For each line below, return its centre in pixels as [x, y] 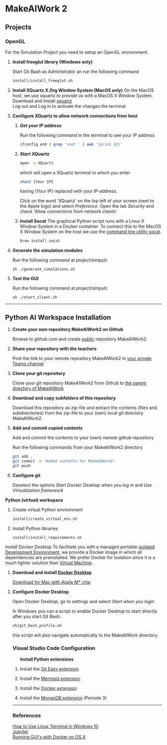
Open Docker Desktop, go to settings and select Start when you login [83, 602]
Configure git [26, 475]
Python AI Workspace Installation [58, 317]
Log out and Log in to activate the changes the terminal [69, 106]
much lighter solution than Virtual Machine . [49, 563]
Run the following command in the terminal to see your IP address [87, 135]
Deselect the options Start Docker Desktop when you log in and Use [82, 485]
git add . [23, 457]
